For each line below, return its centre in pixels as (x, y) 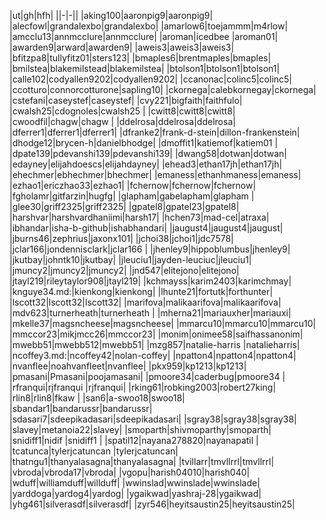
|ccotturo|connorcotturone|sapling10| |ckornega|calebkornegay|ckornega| (163, 89)
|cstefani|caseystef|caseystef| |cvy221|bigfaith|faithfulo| (126, 100)
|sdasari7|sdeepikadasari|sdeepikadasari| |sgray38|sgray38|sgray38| (153, 419)
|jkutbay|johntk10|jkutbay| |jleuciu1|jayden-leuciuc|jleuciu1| (130, 259)
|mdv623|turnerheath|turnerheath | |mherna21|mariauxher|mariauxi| (150, 313)
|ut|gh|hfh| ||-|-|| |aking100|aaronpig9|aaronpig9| (111, 15)
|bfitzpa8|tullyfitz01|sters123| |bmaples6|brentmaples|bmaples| (140, 58)
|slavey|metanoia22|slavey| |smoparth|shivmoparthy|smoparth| (140, 429)
